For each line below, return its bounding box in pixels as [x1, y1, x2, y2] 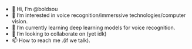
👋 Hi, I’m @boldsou [11, 6, 58, 12]
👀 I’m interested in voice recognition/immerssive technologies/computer [11, 12, 186, 19]
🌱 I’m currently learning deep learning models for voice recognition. [11, 24, 176, 31]
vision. [11, 18, 28, 24]
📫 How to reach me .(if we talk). [11, 37, 90, 44]
